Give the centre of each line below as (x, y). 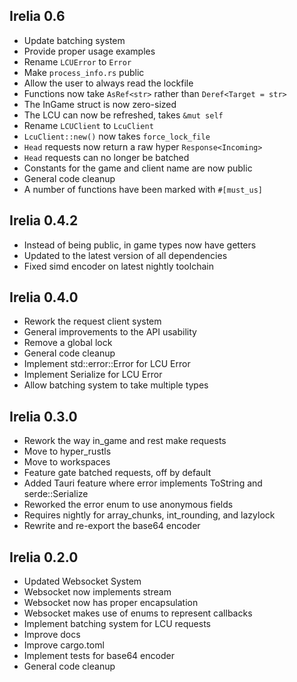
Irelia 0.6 (37, 16)
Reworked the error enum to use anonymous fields (128, 505)
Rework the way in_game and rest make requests (125, 441)
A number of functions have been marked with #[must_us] (143, 189)
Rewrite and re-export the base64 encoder (112, 526)
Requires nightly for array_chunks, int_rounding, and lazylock (149, 515)
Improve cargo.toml (64, 645)
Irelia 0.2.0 (44, 557)
